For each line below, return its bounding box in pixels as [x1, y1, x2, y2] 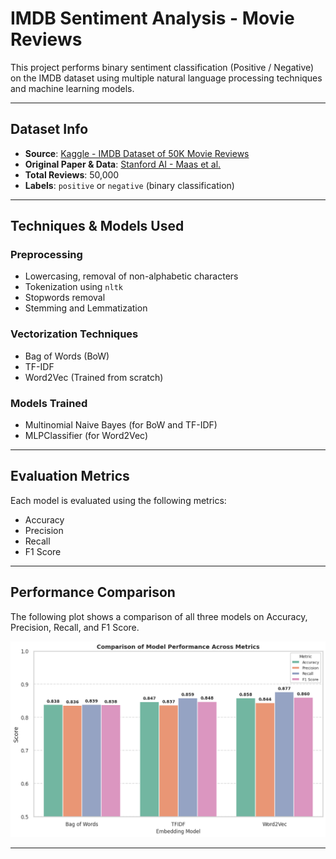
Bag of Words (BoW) [24, 350, 110, 362]
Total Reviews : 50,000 [24, 168, 120, 181]
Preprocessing [10, 248, 83, 262]
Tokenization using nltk [24, 281, 123, 293]
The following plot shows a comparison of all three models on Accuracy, [10, 610, 308, 622]
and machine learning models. [10, 82, 135, 94]
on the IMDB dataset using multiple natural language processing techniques [10, 72, 323, 84]
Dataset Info [10, 121, 89, 138]
